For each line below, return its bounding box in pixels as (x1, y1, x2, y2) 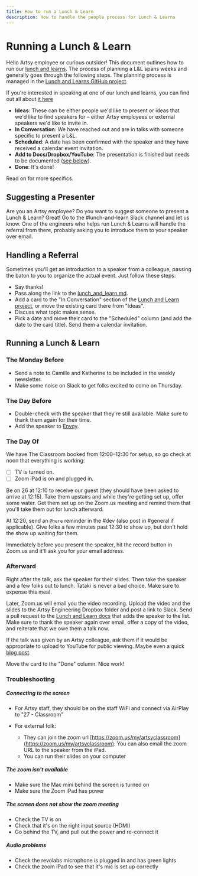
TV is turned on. (14, 468, 54, 476)
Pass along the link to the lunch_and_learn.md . (14, 290, 128, 297)
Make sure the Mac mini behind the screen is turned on (14, 781, 150, 788)
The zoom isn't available (6, 766, 68, 773)
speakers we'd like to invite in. (14, 119, 89, 127)
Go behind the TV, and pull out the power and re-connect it (14, 828, 158, 835)
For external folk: (14, 722, 56, 730)
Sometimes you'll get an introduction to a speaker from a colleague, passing (6, 266, 192, 273)
